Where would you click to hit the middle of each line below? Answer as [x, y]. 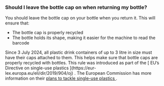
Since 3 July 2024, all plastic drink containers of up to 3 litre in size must [79, 52]
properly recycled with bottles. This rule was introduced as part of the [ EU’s [82, 63]
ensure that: [17, 23]
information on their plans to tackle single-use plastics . [61, 78]
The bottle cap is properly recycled [48, 33]
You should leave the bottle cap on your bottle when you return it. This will [80, 18]
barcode [21, 43]
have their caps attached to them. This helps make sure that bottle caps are [82, 58]
